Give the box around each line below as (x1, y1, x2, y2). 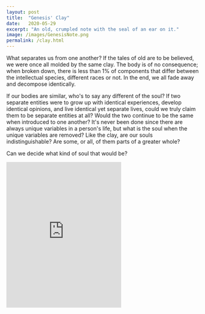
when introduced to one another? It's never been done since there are (6, 118, 183, 126)
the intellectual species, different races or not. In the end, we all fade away (6, 74, 195, 81)
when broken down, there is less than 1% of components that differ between (6, 67, 199, 74)
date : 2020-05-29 (6, 20, 56, 26)
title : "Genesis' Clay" (6, 15, 70, 21)
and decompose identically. (6, 80, 76, 88)
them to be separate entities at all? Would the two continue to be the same (6, 112, 194, 119)
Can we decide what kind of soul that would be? (6, 150, 128, 157)
